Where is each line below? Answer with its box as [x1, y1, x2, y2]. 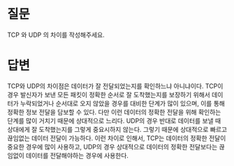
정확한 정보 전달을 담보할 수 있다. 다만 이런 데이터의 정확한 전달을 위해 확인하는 [7, 108, 221, 116]
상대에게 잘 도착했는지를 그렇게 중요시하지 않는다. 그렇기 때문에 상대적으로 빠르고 [7, 125, 228, 133]
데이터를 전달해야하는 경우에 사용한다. [25, 151, 129, 160]
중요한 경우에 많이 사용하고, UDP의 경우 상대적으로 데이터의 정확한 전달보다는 [7, 142, 218, 151]
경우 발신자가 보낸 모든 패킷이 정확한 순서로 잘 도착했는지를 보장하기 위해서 [7, 90, 211, 99]
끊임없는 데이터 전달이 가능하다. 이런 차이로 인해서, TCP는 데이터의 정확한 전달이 [7, 133, 226, 142]
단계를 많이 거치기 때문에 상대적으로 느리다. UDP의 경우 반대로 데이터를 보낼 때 [7, 116, 221, 125]
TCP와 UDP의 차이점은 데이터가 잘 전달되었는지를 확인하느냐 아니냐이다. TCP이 [7, 81, 224, 90]
